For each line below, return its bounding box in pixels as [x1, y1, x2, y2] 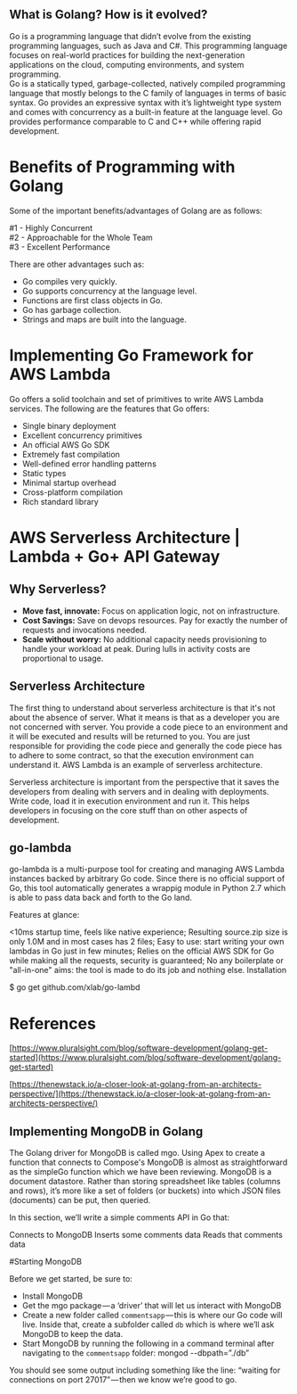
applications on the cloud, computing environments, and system [9, 59, 245, 70]
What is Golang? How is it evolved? [9, 7, 208, 22]
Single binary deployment [21, 420, 116, 431]
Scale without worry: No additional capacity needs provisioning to [21, 633, 267, 645]
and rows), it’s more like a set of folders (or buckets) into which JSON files [9, 1185, 282, 1196]
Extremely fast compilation [21, 449, 120, 459]
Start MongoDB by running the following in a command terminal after [21, 1338, 275, 1349]
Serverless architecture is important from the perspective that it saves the [9, 776, 280, 788]
